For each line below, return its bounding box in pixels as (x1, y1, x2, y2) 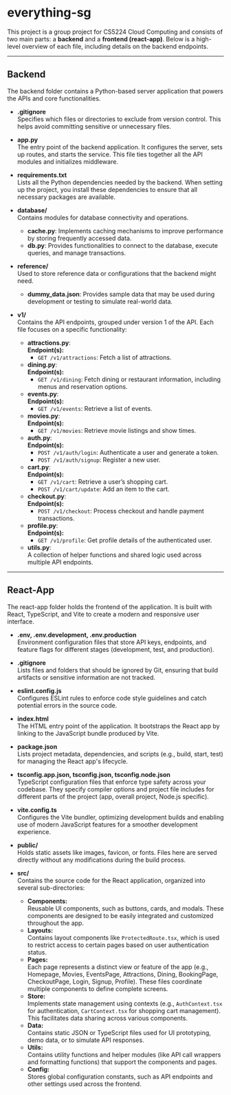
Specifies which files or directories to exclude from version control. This (16, 115, 221, 123)
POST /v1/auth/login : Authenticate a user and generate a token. (37, 448, 219, 456)
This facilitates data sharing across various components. (27, 1014, 188, 1022)
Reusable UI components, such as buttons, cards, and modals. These (27, 904, 224, 913)
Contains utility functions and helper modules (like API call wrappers (27, 1050, 221, 1059)
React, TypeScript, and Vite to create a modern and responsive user (7, 610, 199, 618)
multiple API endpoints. (27, 557, 93, 566)
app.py (16, 136, 38, 144)
